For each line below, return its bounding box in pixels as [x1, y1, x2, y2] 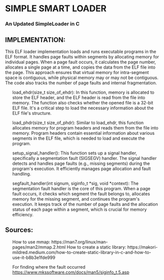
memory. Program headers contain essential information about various [12, 130, 155, 136]
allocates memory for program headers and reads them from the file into [12, 125, 159, 130]
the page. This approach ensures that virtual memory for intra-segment [5, 69, 149, 75]
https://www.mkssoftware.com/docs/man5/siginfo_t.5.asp [12, 269, 130, 275]
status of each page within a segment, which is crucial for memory [12, 206, 147, 212]
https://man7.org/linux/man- [51, 239, 108, 245]
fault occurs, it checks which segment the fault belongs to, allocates [12, 191, 150, 197]
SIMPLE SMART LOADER [5, 3, 107, 14]
